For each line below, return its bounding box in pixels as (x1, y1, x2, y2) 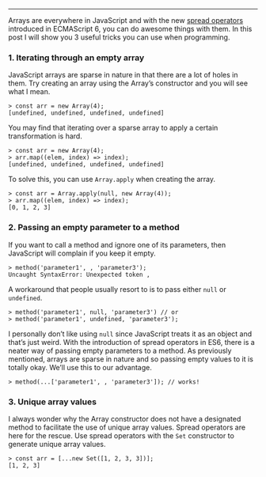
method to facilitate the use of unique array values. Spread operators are (8, 422, 246, 432)
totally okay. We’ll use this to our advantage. (8, 362, 152, 372)
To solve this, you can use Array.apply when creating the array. (8, 175, 216, 184)
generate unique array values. (8, 439, 106, 449)
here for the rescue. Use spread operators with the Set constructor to (8, 430, 235, 440)
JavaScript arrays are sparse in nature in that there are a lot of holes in (8, 70, 238, 80)
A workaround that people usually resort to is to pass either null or (8, 284, 227, 293)
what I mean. (8, 87, 51, 97)
